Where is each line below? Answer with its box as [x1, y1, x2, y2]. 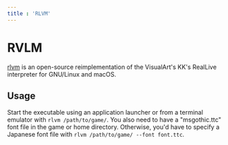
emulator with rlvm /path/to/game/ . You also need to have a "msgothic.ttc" [7, 115, 222, 124]
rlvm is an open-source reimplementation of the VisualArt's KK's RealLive [7, 63, 217, 71]
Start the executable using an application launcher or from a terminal [7, 108, 203, 117]
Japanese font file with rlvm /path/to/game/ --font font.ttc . [7, 130, 185, 139]
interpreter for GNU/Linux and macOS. [7, 70, 116, 78]
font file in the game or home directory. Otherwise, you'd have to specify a [7, 123, 220, 131]
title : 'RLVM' [7, 10, 51, 17]
